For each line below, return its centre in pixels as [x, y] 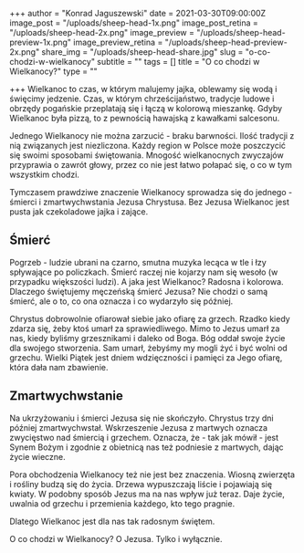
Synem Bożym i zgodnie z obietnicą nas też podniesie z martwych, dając [147, 447]
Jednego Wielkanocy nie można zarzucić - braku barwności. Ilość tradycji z [152, 136]
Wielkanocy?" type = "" [53, 71]
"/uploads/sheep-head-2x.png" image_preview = [102, 32]
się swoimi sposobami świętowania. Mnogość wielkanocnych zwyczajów [147, 155]
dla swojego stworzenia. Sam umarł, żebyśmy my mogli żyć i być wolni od [148, 348]
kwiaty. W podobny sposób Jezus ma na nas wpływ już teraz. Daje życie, [147, 494]
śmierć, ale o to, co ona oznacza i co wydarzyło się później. [121, 301]
